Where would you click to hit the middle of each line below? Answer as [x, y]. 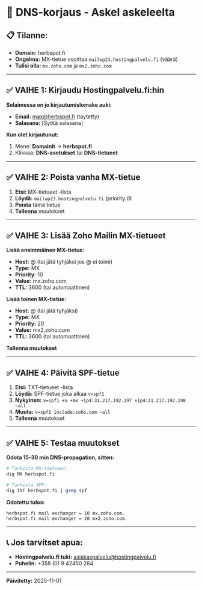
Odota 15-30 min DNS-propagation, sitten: [60, 457]
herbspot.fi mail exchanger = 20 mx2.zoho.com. [67, 518]
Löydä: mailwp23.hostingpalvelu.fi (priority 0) [73, 198]
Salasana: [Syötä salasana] [49, 122]
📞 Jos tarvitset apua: [44, 542]
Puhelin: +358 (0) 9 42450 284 [54, 563]
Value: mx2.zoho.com [42, 330]
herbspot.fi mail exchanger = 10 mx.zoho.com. [66, 513]
